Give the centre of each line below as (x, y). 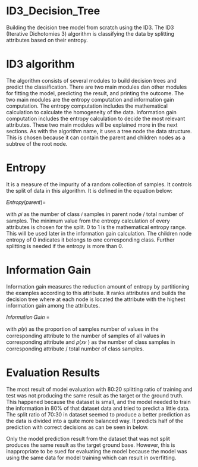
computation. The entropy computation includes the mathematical (87, 106)
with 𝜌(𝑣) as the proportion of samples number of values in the (82, 329)
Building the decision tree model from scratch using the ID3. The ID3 (90, 27)
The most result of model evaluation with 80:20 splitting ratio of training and (99, 389)
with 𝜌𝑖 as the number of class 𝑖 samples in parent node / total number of (95, 214)
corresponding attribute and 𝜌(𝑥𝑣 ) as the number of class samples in (91, 342)
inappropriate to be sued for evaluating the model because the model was (97, 451)
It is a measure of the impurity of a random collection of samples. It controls (99, 184)
